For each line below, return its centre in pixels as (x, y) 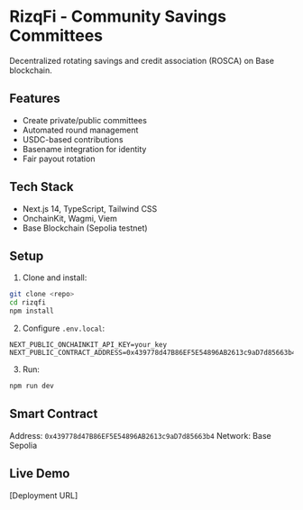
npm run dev (32, 386)
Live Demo (40, 474)
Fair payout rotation (59, 159)
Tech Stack (41, 187)
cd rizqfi (28, 303)
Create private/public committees (84, 120)
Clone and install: (55, 278)
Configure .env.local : (64, 328)
